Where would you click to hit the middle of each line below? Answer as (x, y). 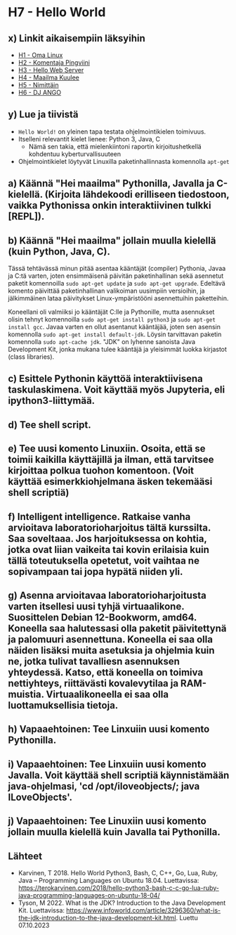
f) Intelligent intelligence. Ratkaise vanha (99, 517)
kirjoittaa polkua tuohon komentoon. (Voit (101, 471)
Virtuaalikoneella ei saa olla (107, 694)
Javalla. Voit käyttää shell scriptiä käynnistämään (119, 775)
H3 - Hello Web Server (51, 70)
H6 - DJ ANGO (40, 93)
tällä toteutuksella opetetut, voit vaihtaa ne (104, 560)
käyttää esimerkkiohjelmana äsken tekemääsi (110, 482)
